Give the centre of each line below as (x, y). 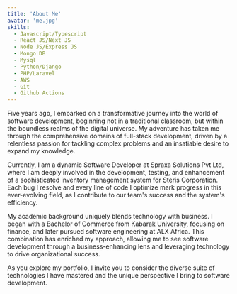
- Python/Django (37, 67)
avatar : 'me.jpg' (33, 21)
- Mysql (25, 60)
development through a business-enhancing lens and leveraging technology (118, 246)
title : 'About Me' (34, 14)
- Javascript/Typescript (50, 34)
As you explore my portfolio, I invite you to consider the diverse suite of (111, 268)
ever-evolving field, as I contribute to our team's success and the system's (116, 195)
